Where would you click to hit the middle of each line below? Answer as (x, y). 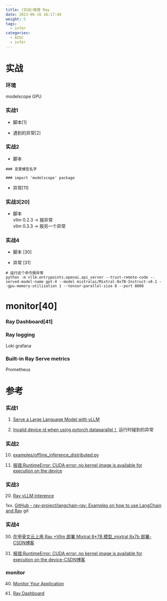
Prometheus (18, 370)
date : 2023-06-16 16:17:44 (34, 14)
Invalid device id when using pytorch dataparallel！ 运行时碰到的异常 (83, 429)
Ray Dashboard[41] (29, 321)
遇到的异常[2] (27, 133)
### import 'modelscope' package (40, 178)
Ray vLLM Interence (33, 496)
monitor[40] (32, 306)
